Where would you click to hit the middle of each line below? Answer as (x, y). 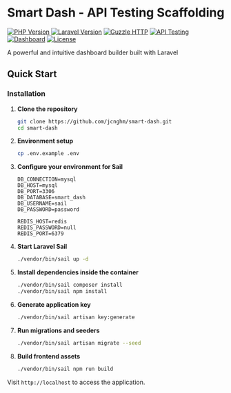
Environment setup (45, 141)
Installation (27, 94)
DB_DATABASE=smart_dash (51, 198)
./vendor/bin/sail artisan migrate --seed (79, 343)
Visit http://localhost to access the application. (76, 382)
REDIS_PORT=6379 (40, 234)
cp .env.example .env (48, 154)
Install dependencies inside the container (78, 272)
